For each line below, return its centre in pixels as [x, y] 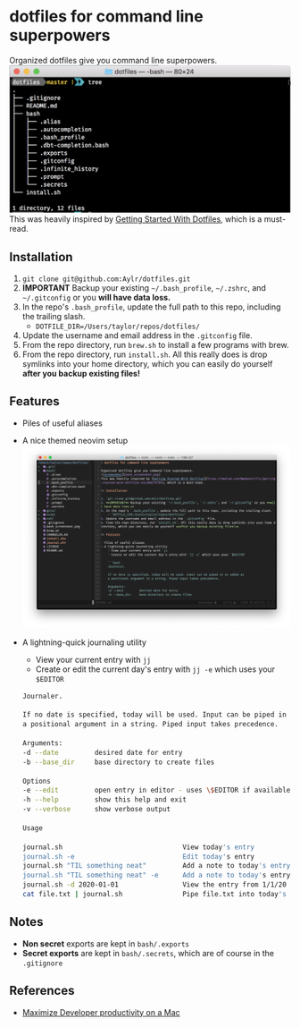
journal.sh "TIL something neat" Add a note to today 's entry [156, 866]
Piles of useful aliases [62, 423]
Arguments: [42, 743]
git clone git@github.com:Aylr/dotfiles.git [106, 279]
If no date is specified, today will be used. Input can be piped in [154, 715]
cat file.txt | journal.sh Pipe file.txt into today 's [154, 895]
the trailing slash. [54, 317]
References [42, 991]
